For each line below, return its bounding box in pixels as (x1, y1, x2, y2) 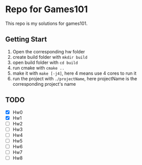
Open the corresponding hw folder (12, 48, 85, 54)
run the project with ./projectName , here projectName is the (12, 75, 137, 82)
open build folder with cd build (12, 59, 78, 65)
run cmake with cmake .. (12, 64, 65, 71)
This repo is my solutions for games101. (5, 20, 88, 26)
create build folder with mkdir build (12, 54, 88, 60)
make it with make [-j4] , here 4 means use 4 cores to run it (12, 70, 137, 76)
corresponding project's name (12, 81, 76, 87)
